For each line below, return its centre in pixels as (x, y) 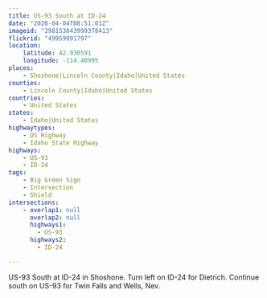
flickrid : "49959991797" (50, 38)
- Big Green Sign (52, 180)
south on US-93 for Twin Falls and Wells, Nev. (84, 285)
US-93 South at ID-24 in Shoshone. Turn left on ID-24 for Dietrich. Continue (134, 277)
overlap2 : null (55, 218)
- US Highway (45, 135)
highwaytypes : (32, 128)
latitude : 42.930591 (57, 53)
